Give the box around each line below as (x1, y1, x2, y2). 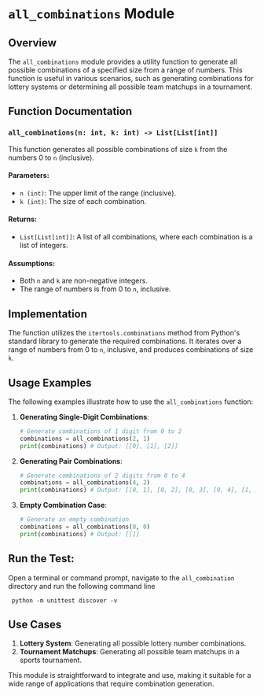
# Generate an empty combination (19, 516, 130, 524)
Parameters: (8, 171, 49, 180)
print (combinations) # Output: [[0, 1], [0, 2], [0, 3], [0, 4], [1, (19, 486, 253, 494)
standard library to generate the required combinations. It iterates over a (8, 336, 242, 346)
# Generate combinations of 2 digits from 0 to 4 (19, 472, 186, 479)
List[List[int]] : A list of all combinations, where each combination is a (19, 232, 253, 242)
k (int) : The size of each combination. (19, 196, 147, 205)
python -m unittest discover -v (11, 596, 118, 605)
